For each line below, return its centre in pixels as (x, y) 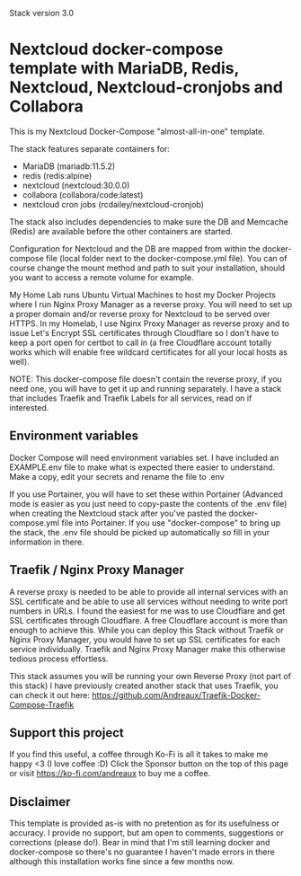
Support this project (66, 733)
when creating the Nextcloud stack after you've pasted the (118, 513)
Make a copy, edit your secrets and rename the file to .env (117, 476)
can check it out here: (50, 695)
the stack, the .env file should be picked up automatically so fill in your (140, 532)
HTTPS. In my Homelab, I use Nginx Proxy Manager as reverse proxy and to (150, 323)
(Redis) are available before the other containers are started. (121, 231)
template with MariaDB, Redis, (124, 69)
